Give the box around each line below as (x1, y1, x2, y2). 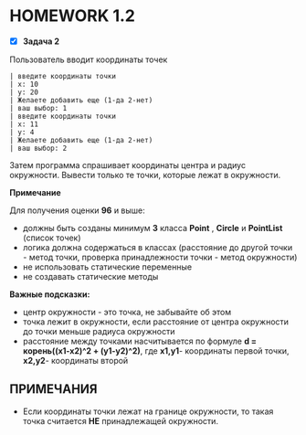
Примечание (9, 187, 61, 197)
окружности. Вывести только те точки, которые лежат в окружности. (9, 170, 281, 180)
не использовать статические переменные (22, 261, 193, 272)
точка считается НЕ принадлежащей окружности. (22, 415, 219, 426)
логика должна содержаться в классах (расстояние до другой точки (22, 242, 293, 252)
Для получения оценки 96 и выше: (9, 205, 146, 216)
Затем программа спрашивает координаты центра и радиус (9, 160, 247, 170)
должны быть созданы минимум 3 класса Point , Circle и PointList (22, 223, 283, 233)
